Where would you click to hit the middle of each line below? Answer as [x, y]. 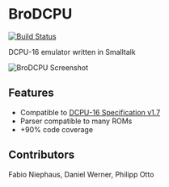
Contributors [42, 155]
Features [31, 93]
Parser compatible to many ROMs [76, 121]
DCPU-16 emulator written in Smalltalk [72, 52]
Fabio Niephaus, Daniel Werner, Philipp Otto [81, 174]
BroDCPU [40, 14]
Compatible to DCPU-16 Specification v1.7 [90, 112]
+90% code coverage [57, 129]
